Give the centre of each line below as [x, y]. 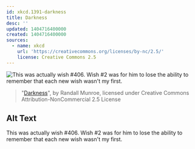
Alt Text [21, 118]
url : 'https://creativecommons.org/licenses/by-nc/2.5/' [91, 52]
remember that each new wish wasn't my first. [64, 139]
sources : [17, 40]
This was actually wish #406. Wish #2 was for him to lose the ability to [94, 133]
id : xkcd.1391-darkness [36, 12]
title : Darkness [27, 18]
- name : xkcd [28, 46]
